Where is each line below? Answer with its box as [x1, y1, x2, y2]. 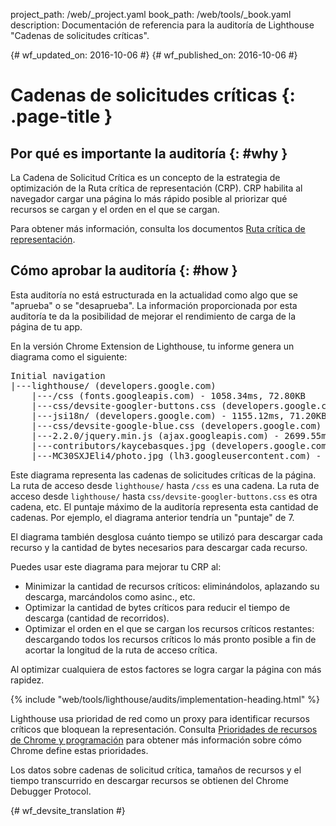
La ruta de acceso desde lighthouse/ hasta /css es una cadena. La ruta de [10, 479, 320, 491]
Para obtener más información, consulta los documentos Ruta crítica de [10, 223, 306, 234]
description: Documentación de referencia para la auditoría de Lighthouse [10, 19, 315, 31]
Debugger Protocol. [10, 785, 92, 797]
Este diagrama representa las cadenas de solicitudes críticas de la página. [10, 469, 317, 481]
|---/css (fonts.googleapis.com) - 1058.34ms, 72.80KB [31, 390, 307, 401]
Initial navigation [10, 370, 106, 381]
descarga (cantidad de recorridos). [24, 612, 170, 624]
